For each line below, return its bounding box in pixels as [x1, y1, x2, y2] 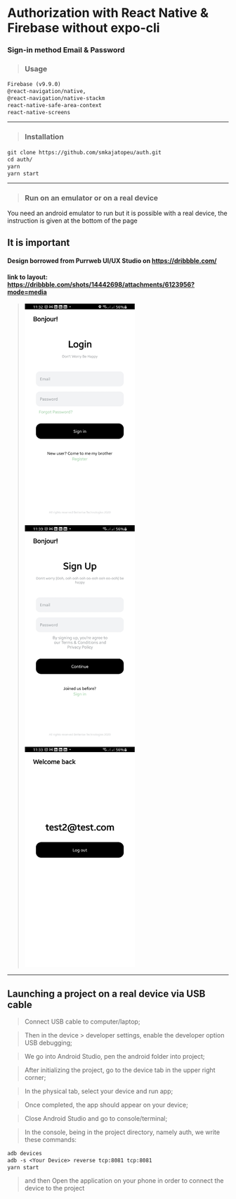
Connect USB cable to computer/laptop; [24, 1017, 140, 1026]
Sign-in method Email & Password [7, 45, 125, 55]
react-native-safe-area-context [7, 102, 102, 109]
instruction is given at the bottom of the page [7, 216, 138, 225]
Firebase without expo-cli [7, 20, 160, 36]
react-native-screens [7, 109, 71, 116]
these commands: [24, 1136, 77, 1143]
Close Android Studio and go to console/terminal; [24, 1114, 168, 1122]
